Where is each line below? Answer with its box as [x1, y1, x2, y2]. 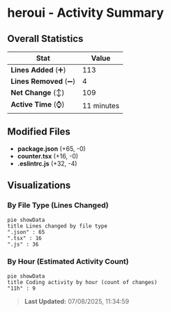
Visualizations [7, 179, 71, 191]
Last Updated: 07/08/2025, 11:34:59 [24, 297, 129, 305]
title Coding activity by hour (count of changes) [7, 278, 158, 285]
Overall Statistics [7, 33, 84, 45]
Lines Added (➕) [10, 65, 66, 75]
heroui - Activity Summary [7, 5, 164, 21]
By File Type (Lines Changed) [7, 200, 109, 210]
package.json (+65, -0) [17, 144, 86, 153]
